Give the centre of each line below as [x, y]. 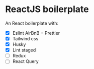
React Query [25, 61]
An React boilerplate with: [32, 23]
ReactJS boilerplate [47, 9]
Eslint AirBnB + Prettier [36, 33]
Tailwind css [25, 39]
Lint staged [24, 50]
